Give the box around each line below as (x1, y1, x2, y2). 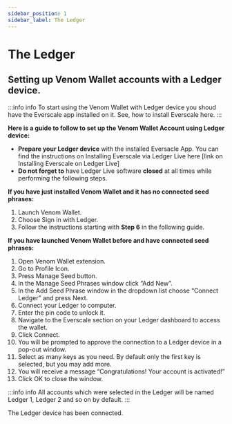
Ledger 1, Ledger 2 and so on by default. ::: (8, 395, 130, 403)
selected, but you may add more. (17, 360, 113, 368)
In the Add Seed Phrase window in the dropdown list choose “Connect (17, 286, 219, 295)
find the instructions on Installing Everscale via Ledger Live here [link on (17, 151, 223, 160)
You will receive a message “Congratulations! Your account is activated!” (17, 367, 225, 376)
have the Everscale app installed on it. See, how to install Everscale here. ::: (8, 110, 222, 118)
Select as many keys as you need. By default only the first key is (17, 352, 201, 360)
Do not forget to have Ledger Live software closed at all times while (17, 167, 212, 175)
